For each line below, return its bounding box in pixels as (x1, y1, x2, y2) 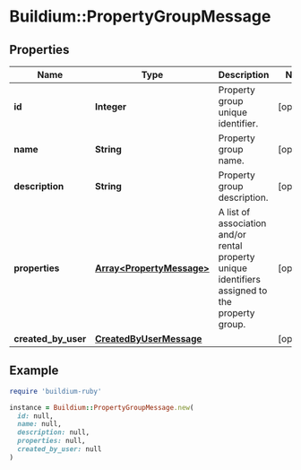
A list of (218, 206, 251, 218)
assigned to (218, 284, 268, 297)
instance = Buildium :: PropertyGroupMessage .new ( (9, 403, 194, 412)
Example (9, 363, 59, 379)
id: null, (17, 411, 54, 421)
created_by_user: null (17, 445, 102, 454)
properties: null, (17, 437, 87, 446)
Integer (95, 100, 127, 113)
